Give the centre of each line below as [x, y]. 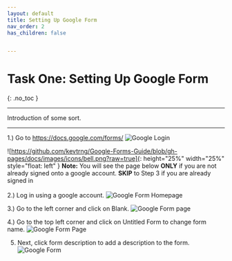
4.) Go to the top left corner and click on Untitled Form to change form [107, 222]
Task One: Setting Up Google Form [108, 79]
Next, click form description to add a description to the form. [103, 243]
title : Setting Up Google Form [52, 20]
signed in [20, 181]
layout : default [30, 13]
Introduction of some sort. [44, 118]
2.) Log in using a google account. [56, 195]
